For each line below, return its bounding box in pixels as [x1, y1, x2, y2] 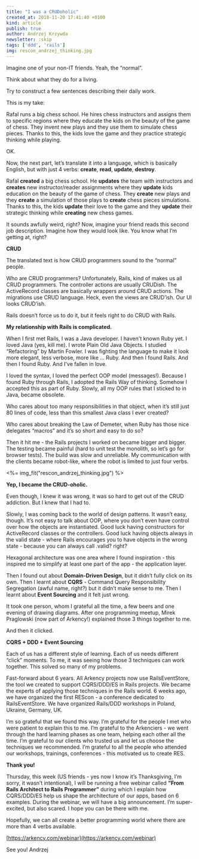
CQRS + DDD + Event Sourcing [6, 639, 84, 646]
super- [176, 798, 193, 806]
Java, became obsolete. [6, 391, 66, 398]
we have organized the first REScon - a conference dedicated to [6, 693, 164, 701]
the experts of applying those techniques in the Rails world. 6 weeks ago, [6, 687, 187, 694]
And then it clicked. [6, 627, 54, 634]
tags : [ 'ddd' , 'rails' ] [6, 43, 66, 49]
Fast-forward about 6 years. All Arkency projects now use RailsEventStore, [6, 675, 190, 682]
